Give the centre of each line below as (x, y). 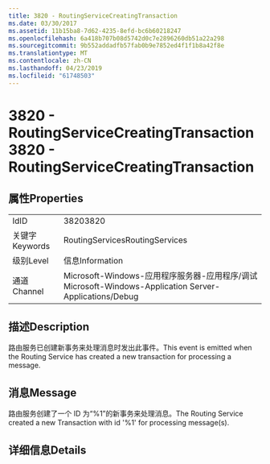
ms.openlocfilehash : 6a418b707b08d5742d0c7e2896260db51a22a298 (117, 38)
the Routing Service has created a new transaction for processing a (120, 357)
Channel (28, 291)
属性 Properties (46, 199)
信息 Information (93, 260)
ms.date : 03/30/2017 (43, 23)
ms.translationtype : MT (48, 53)
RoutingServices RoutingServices (125, 240)
